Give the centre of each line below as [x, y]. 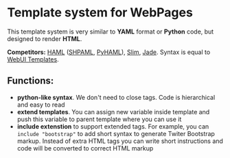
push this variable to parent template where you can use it [99, 119]
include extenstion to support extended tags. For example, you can [113, 126]
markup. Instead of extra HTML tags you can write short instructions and [120, 141]
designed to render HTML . [45, 38]
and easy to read [41, 105]
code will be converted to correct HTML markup [85, 148]
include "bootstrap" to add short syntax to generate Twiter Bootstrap [116, 133]
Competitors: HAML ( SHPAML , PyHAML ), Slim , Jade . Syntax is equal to [109, 52]
